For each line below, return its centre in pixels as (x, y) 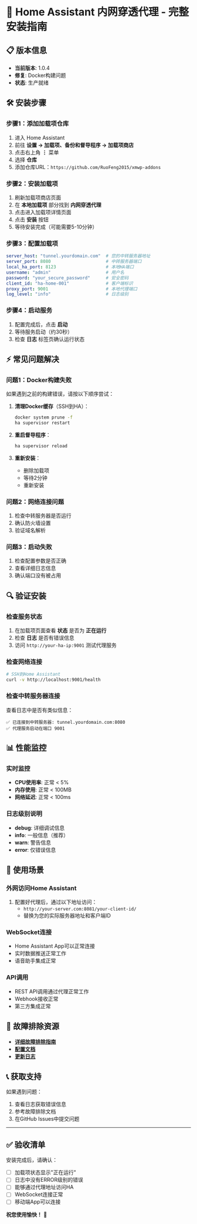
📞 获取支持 (24, 1076)
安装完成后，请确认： (32, 1160)
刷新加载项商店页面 (38, 197)
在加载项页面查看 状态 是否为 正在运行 (60, 630)
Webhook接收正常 (36, 999)
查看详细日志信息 (35, 568)
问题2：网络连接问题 (35, 501)
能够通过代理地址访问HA (44, 1187)
